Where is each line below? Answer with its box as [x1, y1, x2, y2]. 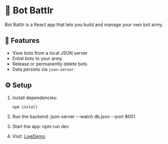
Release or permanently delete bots [12, 61, 87, 67]
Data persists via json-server [12, 66, 74, 72]
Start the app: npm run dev [12, 124, 69, 130]
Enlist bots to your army [12, 55, 62, 61]
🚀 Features [5, 36, 40, 45]
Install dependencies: [12, 94, 58, 101]
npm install [12, 104, 38, 109]
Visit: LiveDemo [12, 133, 45, 139]
